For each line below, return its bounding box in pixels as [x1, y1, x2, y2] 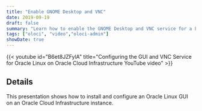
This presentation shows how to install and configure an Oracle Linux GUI [6, 92, 188, 100]
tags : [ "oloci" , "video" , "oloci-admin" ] [6, 31, 109, 37]
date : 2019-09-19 [6, 14, 50, 20]
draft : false [6, 20, 39, 26]
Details [6, 77, 33, 87]
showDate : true [6, 37, 44, 43]
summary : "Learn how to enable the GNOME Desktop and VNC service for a [6, 25, 192, 32]
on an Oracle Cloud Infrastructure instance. [6, 99, 114, 106]
